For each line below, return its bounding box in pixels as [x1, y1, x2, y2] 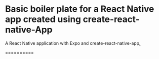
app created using [5, 14, 81, 25]
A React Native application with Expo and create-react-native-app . [5, 40, 141, 46]
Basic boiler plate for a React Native [5, 3, 155, 15]
